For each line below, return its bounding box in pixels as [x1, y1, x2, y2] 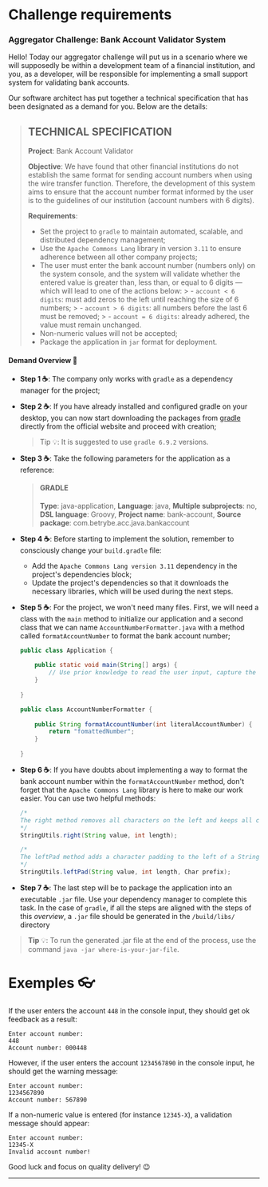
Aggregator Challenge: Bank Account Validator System [8, 34, 227, 46]
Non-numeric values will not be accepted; [39, 329, 178, 338]
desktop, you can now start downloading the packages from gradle [19, 413, 241, 422]
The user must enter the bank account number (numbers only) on [39, 261, 256, 270]
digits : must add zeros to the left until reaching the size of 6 [39, 294, 239, 305]
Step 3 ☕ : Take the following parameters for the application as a [19, 454, 231, 463]
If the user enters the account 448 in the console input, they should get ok [8, 1005, 250, 1015]
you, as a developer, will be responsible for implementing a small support [8, 70, 249, 79]
